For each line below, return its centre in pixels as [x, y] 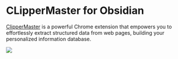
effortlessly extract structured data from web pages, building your [85, 32]
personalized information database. [49, 39]
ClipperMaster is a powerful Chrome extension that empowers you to [89, 27]
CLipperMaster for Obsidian [75, 11]
